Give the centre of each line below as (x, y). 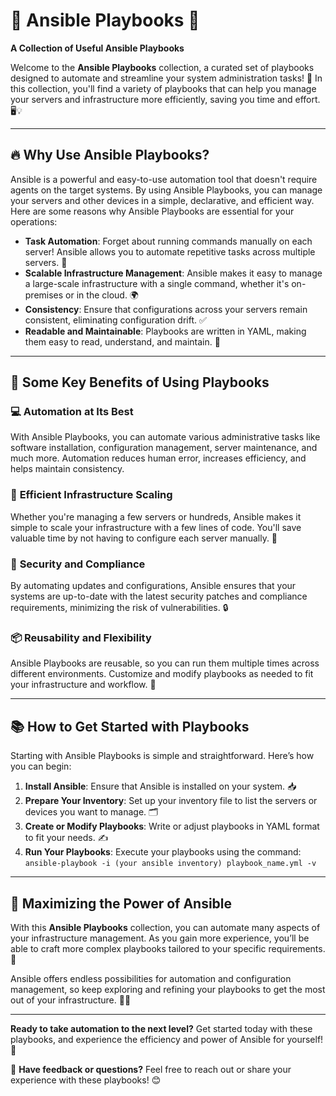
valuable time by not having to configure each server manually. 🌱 (144, 538)
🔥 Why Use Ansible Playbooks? (110, 155)
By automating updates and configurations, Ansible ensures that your (153, 586)
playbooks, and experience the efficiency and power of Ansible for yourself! (167, 1039)
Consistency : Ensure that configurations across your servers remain (166, 309)
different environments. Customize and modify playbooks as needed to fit (162, 674)
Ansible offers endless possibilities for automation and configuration (151, 978)
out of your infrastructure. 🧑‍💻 (71, 1000)
